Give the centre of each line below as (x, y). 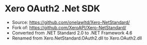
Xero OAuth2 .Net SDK (52, 9)
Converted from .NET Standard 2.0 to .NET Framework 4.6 (72, 33)
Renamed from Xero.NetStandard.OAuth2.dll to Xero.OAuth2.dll (77, 38)
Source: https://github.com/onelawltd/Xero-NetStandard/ (71, 22)
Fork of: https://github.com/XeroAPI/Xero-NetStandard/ (69, 27)
